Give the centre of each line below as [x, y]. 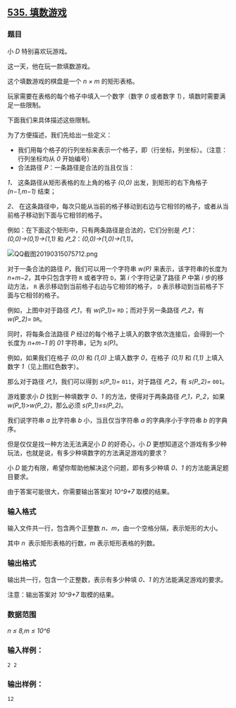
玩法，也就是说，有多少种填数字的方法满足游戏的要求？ [87, 452]
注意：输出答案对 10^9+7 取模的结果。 [63, 595]
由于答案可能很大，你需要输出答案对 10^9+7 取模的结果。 [91, 491]
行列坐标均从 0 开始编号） [55, 159]
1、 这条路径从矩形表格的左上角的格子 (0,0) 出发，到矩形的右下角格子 [107, 182]
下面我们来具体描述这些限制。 [50, 120]
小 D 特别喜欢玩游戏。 [39, 51]
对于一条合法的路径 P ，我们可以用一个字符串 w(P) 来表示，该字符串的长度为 [117, 268]
